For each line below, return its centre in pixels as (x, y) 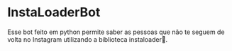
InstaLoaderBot (54, 12)
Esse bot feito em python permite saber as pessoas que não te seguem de (116, 32)
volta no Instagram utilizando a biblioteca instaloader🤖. (88, 39)
